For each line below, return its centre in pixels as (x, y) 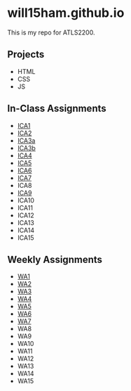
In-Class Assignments (57, 109)
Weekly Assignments (55, 259)
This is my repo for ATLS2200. (51, 32)
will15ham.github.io (66, 13)
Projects (26, 55)
